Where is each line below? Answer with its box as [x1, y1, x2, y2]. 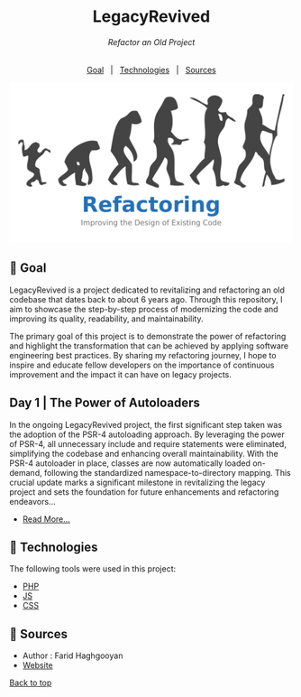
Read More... [22, 513, 70, 525]
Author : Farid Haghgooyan [22, 650, 123, 661]
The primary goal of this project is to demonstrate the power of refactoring [9, 330, 287, 341]
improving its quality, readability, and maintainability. [9, 313, 204, 324]
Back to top [9, 677, 52, 688]
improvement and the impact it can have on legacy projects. [9, 368, 232, 380]
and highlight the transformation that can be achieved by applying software [9, 340, 289, 351]
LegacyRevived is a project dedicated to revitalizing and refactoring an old [9, 284, 286, 295]
